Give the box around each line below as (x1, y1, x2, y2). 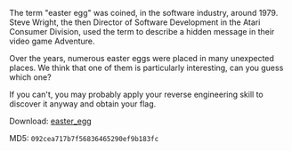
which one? (9, 72, 52, 83)
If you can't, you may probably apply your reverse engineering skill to (9, 89, 264, 99)
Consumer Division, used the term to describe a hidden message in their (9, 27, 275, 36)
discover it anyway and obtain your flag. (9, 99, 157, 109)
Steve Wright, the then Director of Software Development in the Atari (9, 17, 261, 28)
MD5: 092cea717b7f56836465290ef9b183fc (9, 133, 159, 143)
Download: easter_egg (9, 115, 92, 126)
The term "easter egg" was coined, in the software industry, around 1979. (9, 8, 279, 18)
